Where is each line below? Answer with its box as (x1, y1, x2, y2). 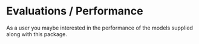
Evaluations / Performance (6, 4, 143, 18)
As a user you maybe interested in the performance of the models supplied (6, 24, 194, 31)
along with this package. (6, 30, 68, 37)
